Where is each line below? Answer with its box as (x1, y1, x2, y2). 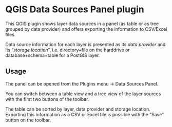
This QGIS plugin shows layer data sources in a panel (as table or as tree (5, 20, 159, 27)
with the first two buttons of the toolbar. (5, 96, 89, 102)
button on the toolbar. (5, 117, 51, 123)
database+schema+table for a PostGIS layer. (5, 52, 100, 58)
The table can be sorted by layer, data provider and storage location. (5, 106, 150, 112)
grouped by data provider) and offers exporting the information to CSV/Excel (5, 26, 167, 32)
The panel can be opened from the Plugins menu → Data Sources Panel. (5, 80, 159, 87)
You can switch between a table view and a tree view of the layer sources (5, 91, 161, 97)
